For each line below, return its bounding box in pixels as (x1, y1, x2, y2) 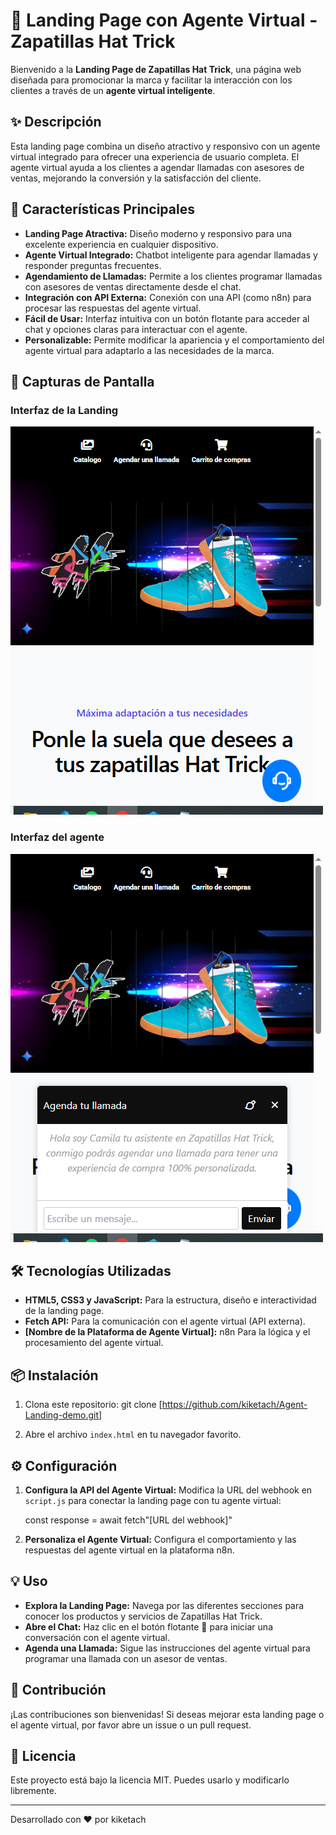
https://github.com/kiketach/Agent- (161, 1399, 308, 1411)
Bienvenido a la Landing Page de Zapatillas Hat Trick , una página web (10, 63, 302, 75)
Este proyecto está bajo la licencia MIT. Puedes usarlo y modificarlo (10, 1774, 290, 1786)
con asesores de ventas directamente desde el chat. (24, 280, 242, 293)
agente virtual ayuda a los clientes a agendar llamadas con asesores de (10, 161, 305, 173)
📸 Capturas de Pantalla (10, 373, 155, 390)
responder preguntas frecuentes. (24, 259, 162, 271)
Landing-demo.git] (24, 1409, 103, 1421)
